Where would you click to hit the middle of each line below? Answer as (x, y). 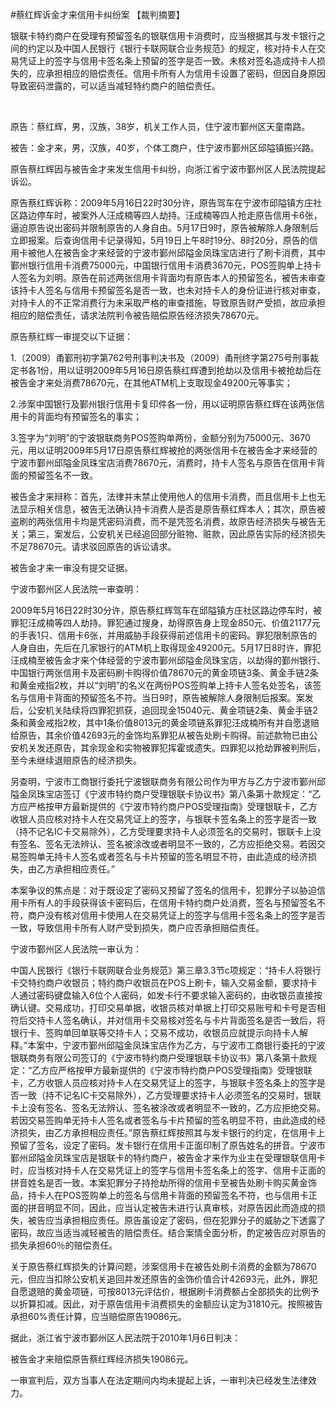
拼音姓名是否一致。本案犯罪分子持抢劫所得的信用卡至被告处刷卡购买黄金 (159, 1182)
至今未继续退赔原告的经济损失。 (76, 760)
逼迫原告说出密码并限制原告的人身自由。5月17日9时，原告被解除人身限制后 (164, 227)
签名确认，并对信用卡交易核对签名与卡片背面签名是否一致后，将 (194, 1020)
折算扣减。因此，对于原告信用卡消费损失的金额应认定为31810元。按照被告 (170, 1304)
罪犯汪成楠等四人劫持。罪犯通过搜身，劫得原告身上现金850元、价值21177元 (165, 622)
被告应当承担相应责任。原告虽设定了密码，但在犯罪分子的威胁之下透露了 (176, 1220)
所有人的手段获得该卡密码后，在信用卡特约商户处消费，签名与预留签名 (172, 902)
